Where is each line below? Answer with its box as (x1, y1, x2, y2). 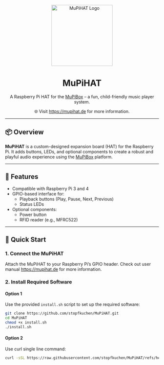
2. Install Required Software (5, 279, 72, 285)
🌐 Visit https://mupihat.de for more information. (34, 108, 130, 114)
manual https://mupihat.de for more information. (5, 266, 102, 272)
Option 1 (5, 291, 22, 297)
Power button (19, 212, 47, 217)
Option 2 (5, 335, 23, 341)
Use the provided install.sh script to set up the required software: (5, 301, 140, 307)
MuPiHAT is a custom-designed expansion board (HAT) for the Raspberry (5, 143, 154, 149)
